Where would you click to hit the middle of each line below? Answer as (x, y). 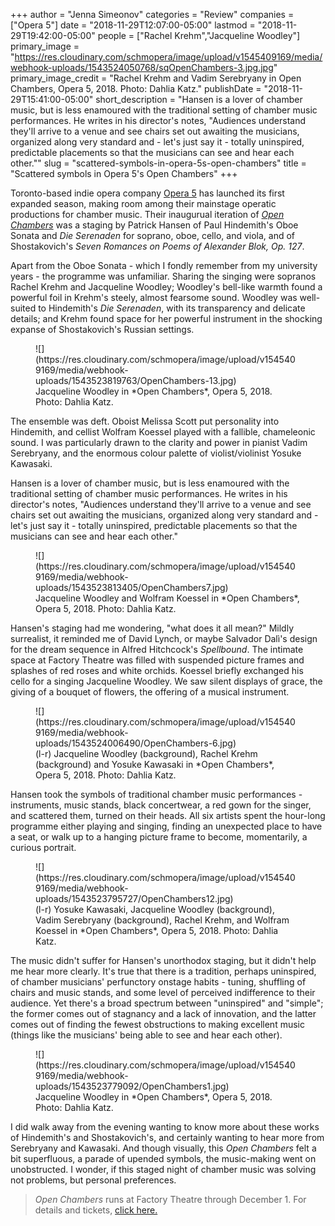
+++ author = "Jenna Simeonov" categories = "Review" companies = (152, 14)
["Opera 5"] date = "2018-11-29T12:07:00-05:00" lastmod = (133, 25)
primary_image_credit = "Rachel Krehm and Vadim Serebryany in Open (156, 78)
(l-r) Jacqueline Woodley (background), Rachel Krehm (146, 753)
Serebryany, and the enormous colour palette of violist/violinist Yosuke (156, 453)
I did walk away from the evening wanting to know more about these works (165, 1127)
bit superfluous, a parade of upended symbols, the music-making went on (163, 1158)
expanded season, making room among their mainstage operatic (143, 203)
